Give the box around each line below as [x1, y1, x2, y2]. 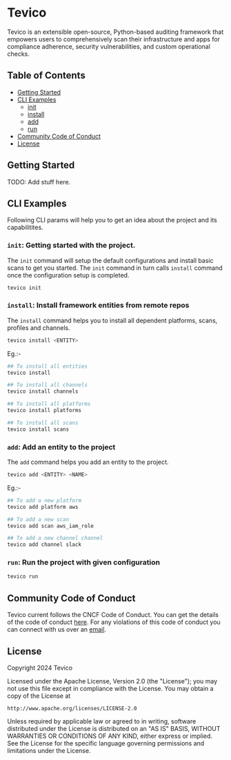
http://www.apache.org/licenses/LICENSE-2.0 [7, 705, 137, 712]
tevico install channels [7, 388, 79, 395]
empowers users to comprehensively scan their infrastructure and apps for [7, 35, 221, 43]
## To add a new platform [7, 497, 81, 504]
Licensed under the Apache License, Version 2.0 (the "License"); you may [7, 676, 218, 685]
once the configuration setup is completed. [7, 271, 130, 279]
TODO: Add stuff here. [7, 177, 71, 186]
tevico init [7, 284, 41, 291]
